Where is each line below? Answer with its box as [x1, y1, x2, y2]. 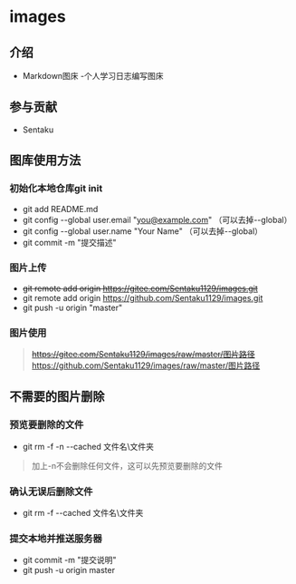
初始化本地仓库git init [9, 182, 103, 195]
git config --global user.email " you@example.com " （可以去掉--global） [22, 214, 292, 225]
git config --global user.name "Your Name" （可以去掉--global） [22, 225, 263, 237]
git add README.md [22, 203, 99, 214]
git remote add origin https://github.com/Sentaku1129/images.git [22, 292, 263, 303]
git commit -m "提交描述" [22, 237, 117, 248]
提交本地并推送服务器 [9, 532, 102, 545]
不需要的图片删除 [9, 389, 105, 404]
